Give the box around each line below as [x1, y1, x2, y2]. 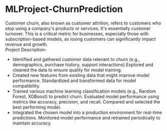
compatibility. [12, 82, 40, 88]
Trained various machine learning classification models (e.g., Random [12, 88, 156, 94]
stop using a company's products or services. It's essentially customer [5, 25, 151, 31]
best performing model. [12, 104, 61, 110]
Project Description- [5, 46, 47, 52]
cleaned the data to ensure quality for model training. [12, 66, 122, 73]
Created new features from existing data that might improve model [12, 72, 150, 78]
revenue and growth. [5, 41, 48, 47]
